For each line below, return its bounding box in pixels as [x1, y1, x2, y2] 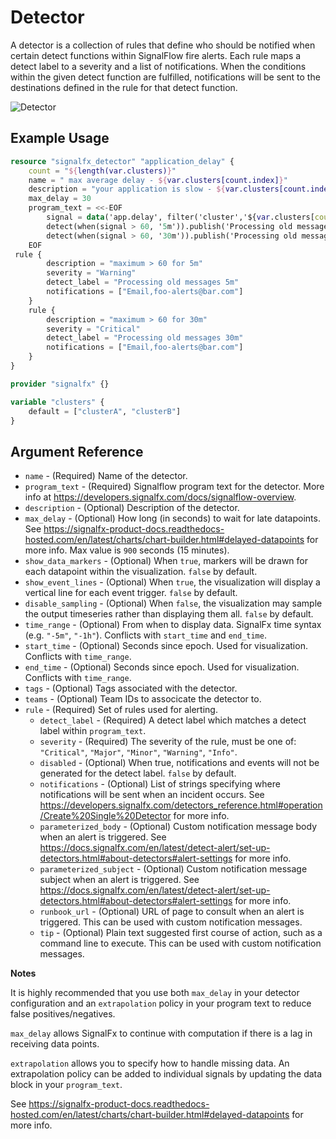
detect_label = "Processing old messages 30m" [46, 333, 244, 343]
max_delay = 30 [28, 194, 92, 204]
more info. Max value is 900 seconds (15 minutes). [24, 544, 230, 556]
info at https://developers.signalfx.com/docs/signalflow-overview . [24, 491, 297, 503]
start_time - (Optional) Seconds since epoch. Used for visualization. [24, 640, 308, 652]
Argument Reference [10, 443, 144, 460]
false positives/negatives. [10, 1008, 116, 1020]
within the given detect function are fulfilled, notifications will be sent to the [10, 71, 321, 83]
